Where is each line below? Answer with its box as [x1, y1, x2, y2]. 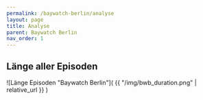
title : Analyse [6, 22, 50, 29]
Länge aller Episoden [6, 61, 98, 72]
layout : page [6, 16, 44, 23]
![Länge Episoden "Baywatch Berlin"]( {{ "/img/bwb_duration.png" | [6, 78, 197, 86]
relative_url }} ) [6, 86, 49, 94]
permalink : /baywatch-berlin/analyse [6, 10, 115, 17]
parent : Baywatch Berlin [6, 29, 77, 36]
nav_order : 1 [6, 35, 44, 42]
